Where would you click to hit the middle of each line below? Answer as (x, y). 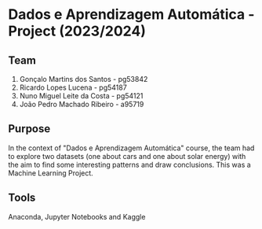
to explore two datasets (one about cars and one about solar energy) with (127, 156)
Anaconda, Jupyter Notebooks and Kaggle (77, 216)
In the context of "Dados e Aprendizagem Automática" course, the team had (131, 148)
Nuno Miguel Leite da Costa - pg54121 (81, 96)
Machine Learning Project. (51, 173)
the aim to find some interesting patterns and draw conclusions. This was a (129, 164)
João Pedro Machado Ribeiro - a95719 (82, 104)
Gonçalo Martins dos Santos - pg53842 (84, 79)
